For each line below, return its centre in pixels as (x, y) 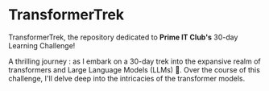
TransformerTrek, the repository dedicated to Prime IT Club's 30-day (123, 37)
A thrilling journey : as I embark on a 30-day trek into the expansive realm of (135, 61)
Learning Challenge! (42, 45)
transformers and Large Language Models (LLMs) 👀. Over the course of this (134, 69)
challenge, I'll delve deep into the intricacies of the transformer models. (127, 78)
